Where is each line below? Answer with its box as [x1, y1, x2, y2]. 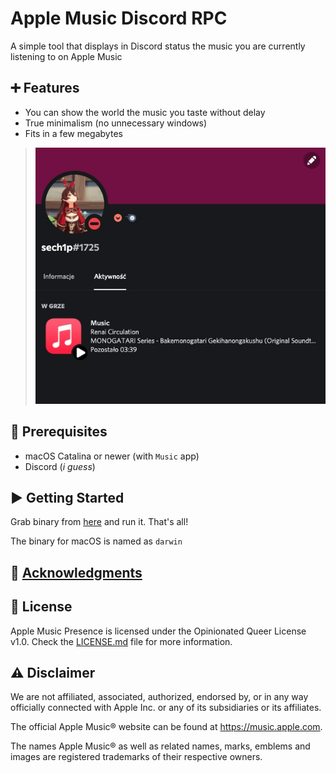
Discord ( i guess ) [24, 460, 96, 472]
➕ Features [10, 80, 80, 97]
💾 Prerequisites [10, 423, 108, 441]
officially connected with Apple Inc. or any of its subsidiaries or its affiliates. [10, 702, 322, 714]
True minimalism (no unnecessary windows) [24, 117, 208, 129]
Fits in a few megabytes [24, 127, 123, 139]
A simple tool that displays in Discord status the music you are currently [10, 40, 306, 52]
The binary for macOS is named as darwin [10, 535, 183, 547]
